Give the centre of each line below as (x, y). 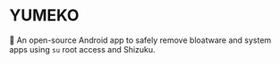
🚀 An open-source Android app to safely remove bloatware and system (140, 40)
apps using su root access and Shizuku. (82, 49)
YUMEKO (44, 16)
